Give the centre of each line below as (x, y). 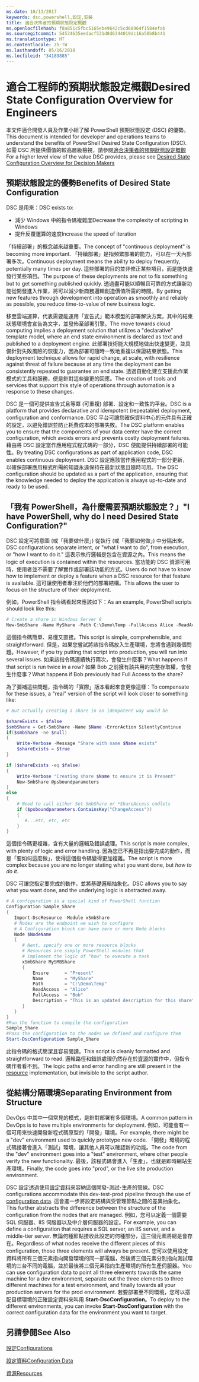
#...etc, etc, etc (47, 820)
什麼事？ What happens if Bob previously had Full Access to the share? (97, 674)
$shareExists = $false (34, 721)
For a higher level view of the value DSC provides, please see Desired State (98, 156)
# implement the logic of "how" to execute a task (86, 956)
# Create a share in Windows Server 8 (54, 620)
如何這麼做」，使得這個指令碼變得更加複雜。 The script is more (97, 858)
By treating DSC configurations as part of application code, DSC (95, 452)
